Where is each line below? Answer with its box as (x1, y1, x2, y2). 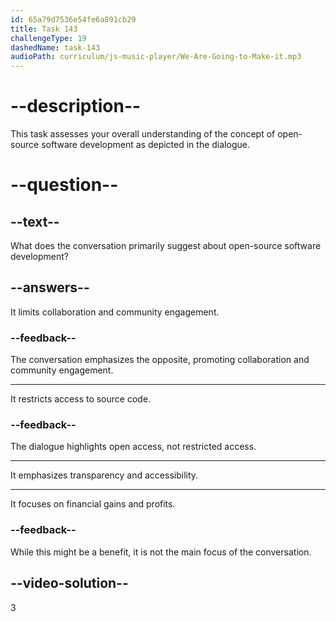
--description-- (10, 95, 142, 118)
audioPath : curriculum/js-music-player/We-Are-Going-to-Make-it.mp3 (10, 52, 302, 62)
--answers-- (10, 279, 90, 296)
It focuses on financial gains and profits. (10, 498, 176, 510)
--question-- (10, 174, 119, 196)
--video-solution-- (10, 575, 129, 592)
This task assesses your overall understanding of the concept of (10, 128, 276, 140)
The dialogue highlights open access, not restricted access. (10, 441, 257, 453)
